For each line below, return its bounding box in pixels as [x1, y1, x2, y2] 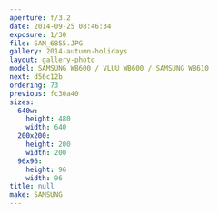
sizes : [9, 97, 35, 107]
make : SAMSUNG [9, 190, 64, 199]
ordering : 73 [9, 81, 59, 90]
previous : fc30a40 [9, 89, 79, 98]
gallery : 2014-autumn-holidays [9, 47, 128, 56]
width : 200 [25, 148, 67, 157]
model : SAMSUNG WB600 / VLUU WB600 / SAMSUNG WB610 [9, 64, 209, 73]
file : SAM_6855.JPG [9, 38, 84, 48]
